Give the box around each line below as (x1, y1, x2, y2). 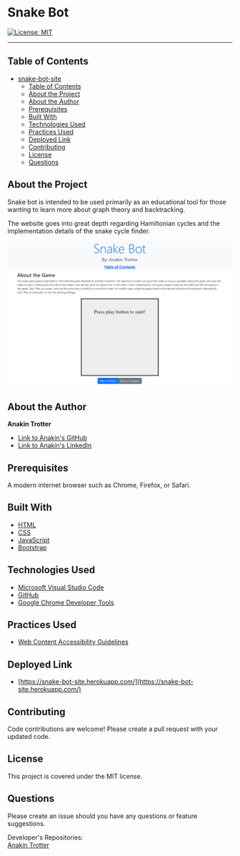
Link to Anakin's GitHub (17, 434, 88, 442)
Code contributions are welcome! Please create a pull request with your (7, 725, 219, 733)
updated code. (7, 732, 51, 741)
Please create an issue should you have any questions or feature (7, 812, 198, 820)
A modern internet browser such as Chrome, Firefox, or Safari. (7, 481, 191, 489)
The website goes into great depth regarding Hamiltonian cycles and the (7, 219, 220, 227)
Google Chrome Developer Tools (17, 598, 114, 607)
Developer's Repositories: (7, 833, 84, 842)
